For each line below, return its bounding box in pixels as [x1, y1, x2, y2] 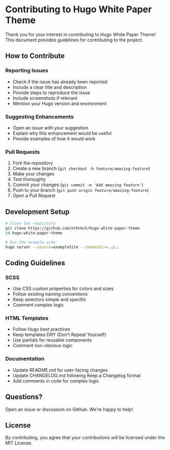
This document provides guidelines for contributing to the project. [5, 37, 144, 43]
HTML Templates [5, 314, 48, 322]
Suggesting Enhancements [5, 113, 74, 120]
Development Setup [5, 207, 70, 216]
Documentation [5, 355, 45, 363]
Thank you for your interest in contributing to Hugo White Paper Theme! [5, 31, 156, 37]
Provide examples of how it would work [12, 136, 96, 142]
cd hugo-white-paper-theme [5, 230, 63, 236]
